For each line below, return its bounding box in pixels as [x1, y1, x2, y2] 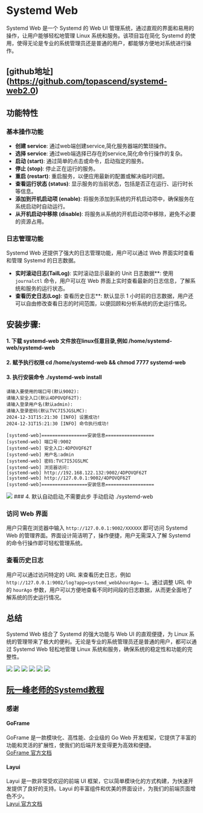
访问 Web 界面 [6, 510, 48, 518]
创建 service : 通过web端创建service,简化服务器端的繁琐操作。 [14, 143, 170, 150]
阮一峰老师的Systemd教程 [6, 684, 105, 695]
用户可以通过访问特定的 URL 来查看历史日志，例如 [6, 571, 131, 578]
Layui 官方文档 [6, 800, 43, 808]
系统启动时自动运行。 [14, 203, 68, 210]
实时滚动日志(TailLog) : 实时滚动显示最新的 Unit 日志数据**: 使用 [14, 270, 174, 277]
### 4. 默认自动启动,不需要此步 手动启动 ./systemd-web [13, 493, 153, 500]
